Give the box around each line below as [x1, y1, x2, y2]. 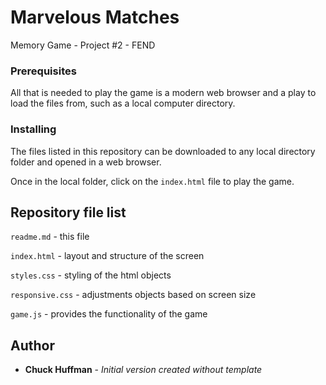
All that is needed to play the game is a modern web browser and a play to [10, 87, 317, 99]
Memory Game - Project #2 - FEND [10, 39, 156, 51]
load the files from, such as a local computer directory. [10, 97, 236, 110]
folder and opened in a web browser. [10, 156, 162, 168]
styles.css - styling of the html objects [10, 269, 172, 281]
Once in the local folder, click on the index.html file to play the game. [10, 175, 295, 187]
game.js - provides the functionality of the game [10, 308, 208, 320]
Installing [10, 122, 57, 136]
